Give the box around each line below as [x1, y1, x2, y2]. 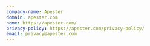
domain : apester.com [6, 14, 59, 20]
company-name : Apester [6, 8, 64, 15]
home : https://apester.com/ [6, 20, 77, 26]
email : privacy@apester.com [6, 31, 77, 37]
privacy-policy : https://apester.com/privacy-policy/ [6, 25, 145, 32]
